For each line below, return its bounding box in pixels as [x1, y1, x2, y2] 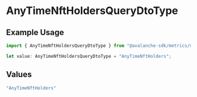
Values [6, 70, 32, 79]
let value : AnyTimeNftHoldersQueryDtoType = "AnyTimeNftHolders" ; [6, 53, 172, 59]
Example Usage [6, 27, 64, 37]
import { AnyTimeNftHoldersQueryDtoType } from [6, 43, 125, 49]
